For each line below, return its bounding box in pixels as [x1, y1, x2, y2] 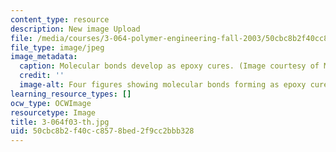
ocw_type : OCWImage [10, 98, 92, 108]
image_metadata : [10, 52, 78, 62]
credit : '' [19, 71, 65, 81]
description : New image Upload [10, 24, 141, 34]
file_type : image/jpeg [10, 42, 105, 53]
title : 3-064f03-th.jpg [10, 117, 110, 127]
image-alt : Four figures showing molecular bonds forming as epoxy [19, 80, 307, 90]
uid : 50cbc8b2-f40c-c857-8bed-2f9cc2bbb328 [10, 126, 195, 136]
